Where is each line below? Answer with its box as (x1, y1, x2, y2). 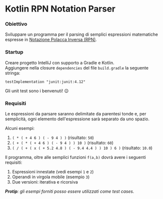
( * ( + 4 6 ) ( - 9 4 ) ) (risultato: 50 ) (12, 135, 94, 141)
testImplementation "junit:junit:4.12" (5, 79, 86, 84)
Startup (5, 49, 23, 56)
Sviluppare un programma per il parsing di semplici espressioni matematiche (5, 31, 158, 37)
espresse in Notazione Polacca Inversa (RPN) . (5, 37, 97, 43)
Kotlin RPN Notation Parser (5, 3, 115, 14)
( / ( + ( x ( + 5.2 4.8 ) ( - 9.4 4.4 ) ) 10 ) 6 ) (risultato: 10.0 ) (12, 145, 153, 151)
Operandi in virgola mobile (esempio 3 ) (12, 174, 90, 180)
